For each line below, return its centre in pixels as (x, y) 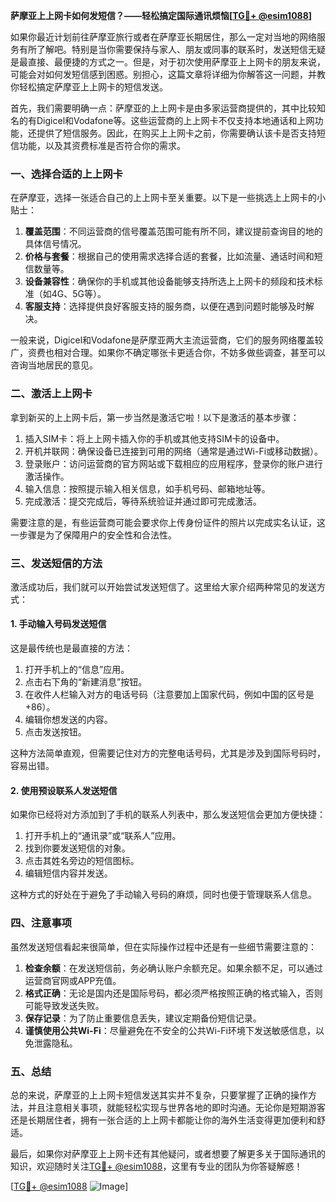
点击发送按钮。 (55, 732)
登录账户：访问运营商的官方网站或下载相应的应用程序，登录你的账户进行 (173, 463)
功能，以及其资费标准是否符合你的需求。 (102, 145)
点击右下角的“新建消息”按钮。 (86, 682)
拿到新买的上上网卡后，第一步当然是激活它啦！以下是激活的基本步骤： (155, 417)
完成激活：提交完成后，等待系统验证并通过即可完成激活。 (143, 501)
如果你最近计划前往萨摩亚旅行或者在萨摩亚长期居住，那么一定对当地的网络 (163, 37)
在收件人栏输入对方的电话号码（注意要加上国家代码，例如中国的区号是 (169, 695)
